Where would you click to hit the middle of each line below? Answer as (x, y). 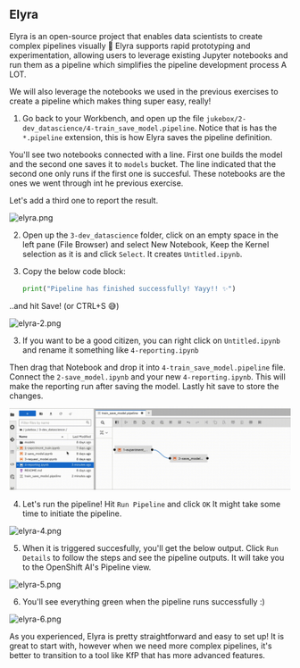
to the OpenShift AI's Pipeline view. (87, 567)
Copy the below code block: (74, 271)
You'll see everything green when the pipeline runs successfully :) (143, 601)
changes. (26, 396)
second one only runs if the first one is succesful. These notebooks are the (147, 173)
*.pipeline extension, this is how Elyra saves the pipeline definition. (147, 137)
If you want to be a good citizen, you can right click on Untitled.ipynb (151, 340)
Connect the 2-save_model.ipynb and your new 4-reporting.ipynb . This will (147, 376)
